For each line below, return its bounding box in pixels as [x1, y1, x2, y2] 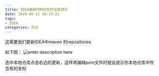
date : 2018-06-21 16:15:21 [5, 12, 60, 16]
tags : [5, 16, 16, 21]
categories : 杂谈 [5, 25, 39, 30]
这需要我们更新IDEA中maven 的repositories [5, 39, 91, 45]
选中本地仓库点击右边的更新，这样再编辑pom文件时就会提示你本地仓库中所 [5, 60, 154, 65]
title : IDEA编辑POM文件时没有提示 [5, 7, 68, 12]
